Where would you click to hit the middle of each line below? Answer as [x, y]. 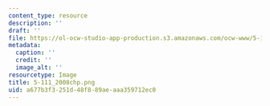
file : [17, 38]
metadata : [25, 45]
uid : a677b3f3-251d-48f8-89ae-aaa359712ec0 [82, 90]
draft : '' [25, 30]
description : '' [35, 23]
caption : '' [36, 53]
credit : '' [34, 61]
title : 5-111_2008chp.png [51, 82]
